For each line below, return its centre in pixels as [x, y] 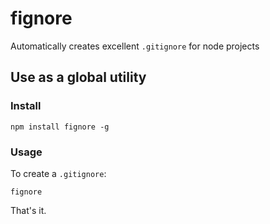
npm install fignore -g [60, 127]
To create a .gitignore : [58, 173]
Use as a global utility [78, 77]
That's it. [28, 210]
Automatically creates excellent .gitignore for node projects [135, 46]
